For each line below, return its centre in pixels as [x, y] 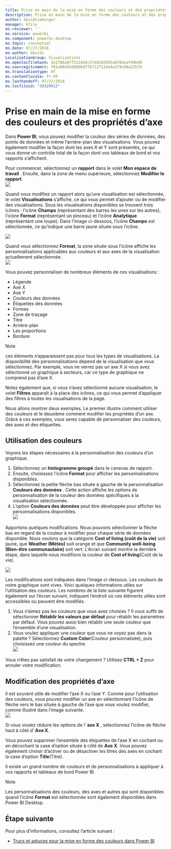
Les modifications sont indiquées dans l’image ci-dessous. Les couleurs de [84, 580]
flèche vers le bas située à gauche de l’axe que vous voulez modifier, [78, 705]
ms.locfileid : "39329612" [33, 86]
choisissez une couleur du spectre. [49, 644]
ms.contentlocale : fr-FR [32, 77]
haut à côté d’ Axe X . [27, 730]
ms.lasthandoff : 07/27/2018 [35, 81]
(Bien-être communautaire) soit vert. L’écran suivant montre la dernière [81, 549]
